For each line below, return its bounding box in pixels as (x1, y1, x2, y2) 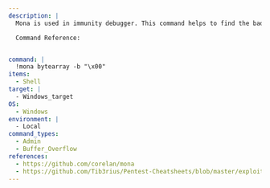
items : (8, 70, 31, 79)
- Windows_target (15, 92, 74, 100)
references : (8, 152, 48, 161)
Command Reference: (15, 34, 81, 42)
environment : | (8, 115, 59, 123)
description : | (8, 11, 59, 20)
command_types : (8, 130, 59, 138)
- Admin (15, 137, 42, 145)
